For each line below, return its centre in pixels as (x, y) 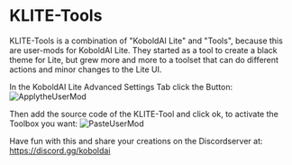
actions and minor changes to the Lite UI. (86, 69)
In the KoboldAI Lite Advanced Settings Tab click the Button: (121, 87)
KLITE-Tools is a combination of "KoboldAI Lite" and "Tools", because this (146, 41)
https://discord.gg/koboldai (60, 151)
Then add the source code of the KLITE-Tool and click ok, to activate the (144, 114)
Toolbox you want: (44, 124)
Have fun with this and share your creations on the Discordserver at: (136, 141)
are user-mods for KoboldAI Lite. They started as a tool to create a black (143, 50)
